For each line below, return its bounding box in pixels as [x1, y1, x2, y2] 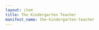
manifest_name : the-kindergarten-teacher [5, 17, 95, 22]
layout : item [5, 7, 33, 13]
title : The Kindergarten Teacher [5, 12, 77, 17]
